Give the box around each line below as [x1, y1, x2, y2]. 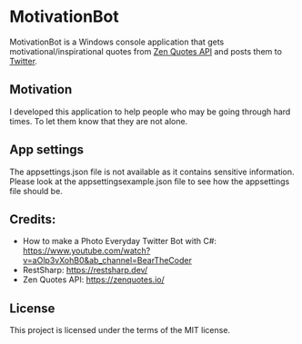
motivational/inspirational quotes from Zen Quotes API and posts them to [9, 45, 282, 56]
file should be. [9, 185, 64, 196]
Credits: [9, 211, 56, 227]
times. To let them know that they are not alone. [9, 115, 188, 126]
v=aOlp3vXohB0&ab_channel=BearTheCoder [22, 255, 193, 266]
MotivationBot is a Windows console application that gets [9, 36, 225, 47]
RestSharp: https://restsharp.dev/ [22, 265, 148, 276]
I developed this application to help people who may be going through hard [9, 106, 291, 117]
